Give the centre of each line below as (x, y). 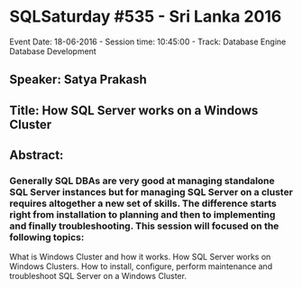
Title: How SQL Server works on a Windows (134, 110)
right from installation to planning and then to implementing (142, 215)
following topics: (47, 238)
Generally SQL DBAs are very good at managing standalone (142, 181)
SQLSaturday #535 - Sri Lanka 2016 (146, 17)
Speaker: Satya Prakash (78, 80)
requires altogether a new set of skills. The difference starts (143, 203)
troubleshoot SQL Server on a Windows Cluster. (98, 276)
